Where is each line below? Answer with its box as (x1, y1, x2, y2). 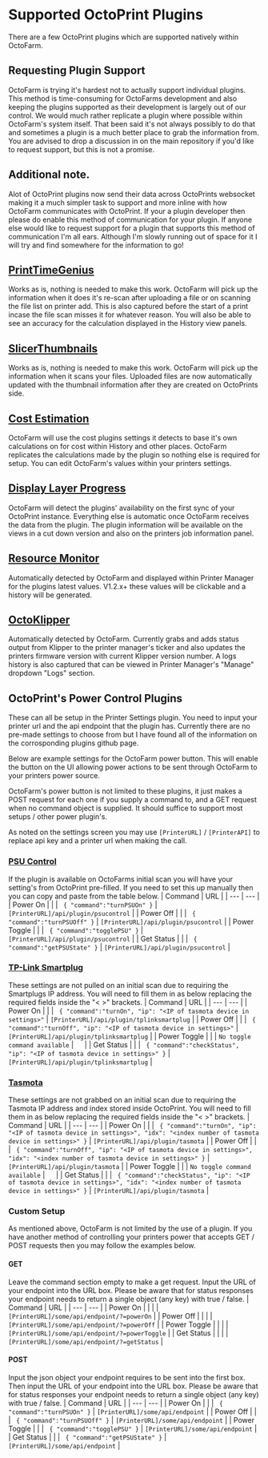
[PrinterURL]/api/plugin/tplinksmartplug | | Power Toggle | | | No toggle (8, 1031, 252, 1041)
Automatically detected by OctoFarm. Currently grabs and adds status (8, 634, 240, 644)
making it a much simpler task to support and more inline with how (8, 198, 228, 207)
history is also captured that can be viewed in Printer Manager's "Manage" (8, 660, 254, 669)
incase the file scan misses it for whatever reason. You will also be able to (8, 310, 252, 319)
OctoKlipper (8, 613, 70, 627)
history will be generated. (8, 590, 92, 600)
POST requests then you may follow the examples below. (8, 1241, 196, 1251)
